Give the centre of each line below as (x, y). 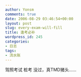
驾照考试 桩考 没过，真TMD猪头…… (41, 70)
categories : (17, 42)
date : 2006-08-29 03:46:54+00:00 (39, 19)
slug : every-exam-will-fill (34, 28)
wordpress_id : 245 (24, 37)
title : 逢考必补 (20, 32)
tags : (11, 51)
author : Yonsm (20, 10)
